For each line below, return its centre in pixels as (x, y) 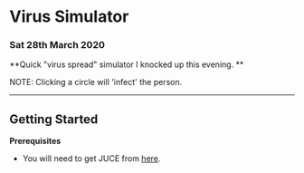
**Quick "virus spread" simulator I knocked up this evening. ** (127, 64)
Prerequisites (35, 141)
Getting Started (54, 119)
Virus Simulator (69, 17)
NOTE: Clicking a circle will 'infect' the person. (96, 82)
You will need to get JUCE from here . (91, 159)
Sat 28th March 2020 (57, 45)
